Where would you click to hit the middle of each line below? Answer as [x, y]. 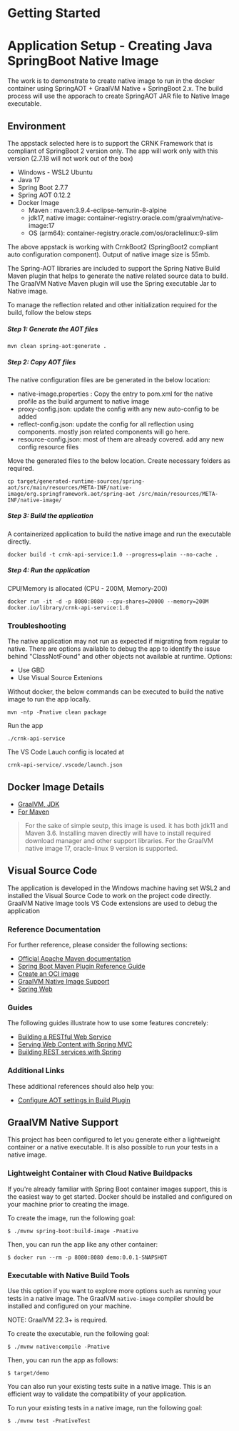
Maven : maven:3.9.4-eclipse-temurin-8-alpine [97, 210]
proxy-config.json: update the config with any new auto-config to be [118, 409]
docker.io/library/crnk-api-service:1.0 [68, 608]
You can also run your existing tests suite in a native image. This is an [110, 1387]
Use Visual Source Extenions [60, 678]
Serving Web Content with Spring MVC [75, 1044]
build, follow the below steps [50, 312]
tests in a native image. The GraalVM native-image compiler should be [111, 1299]
